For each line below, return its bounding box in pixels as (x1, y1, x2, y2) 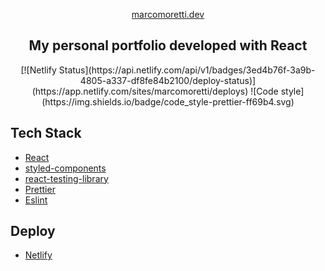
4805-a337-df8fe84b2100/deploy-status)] (79, 74, 257, 86)
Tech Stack (10, 125, 82, 142)
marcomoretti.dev (131, 9, 205, 20)
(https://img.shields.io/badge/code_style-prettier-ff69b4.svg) (41, 95, 295, 108)
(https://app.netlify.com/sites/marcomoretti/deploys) (31, 85, 249, 97)
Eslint (24, 194, 48, 206)
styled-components (24, 162, 107, 174)
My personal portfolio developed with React (28, 37, 308, 54)
